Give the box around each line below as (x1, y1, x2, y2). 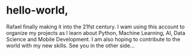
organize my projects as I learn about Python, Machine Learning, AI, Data (6, 29, 186, 36)
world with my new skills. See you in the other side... (6, 42, 135, 49)
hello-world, (6, 4, 68, 17)
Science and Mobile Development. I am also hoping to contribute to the (6, 35, 180, 43)
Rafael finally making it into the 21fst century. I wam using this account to (6, 23, 185, 30)
